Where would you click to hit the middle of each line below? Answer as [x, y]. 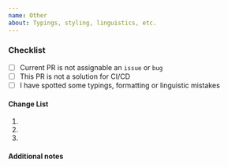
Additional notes [36, 156]
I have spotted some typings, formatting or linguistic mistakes [120, 85]
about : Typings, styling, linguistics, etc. [82, 23]
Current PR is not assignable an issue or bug [91, 67]
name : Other [28, 15]
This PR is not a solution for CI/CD [75, 76]
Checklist [27, 50]
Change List [28, 104]
